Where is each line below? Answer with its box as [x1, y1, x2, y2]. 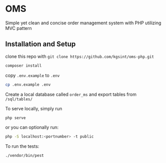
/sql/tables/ [5, 97, 33, 102]
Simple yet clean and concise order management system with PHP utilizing [5, 20, 161, 26]
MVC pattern [5, 25, 32, 31]
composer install [5, 63, 42, 68]
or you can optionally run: [5, 125, 59, 131]
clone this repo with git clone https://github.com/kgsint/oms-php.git [5, 53, 154, 59]
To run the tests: [5, 143, 39, 149]
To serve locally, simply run [5, 105, 62, 111]
